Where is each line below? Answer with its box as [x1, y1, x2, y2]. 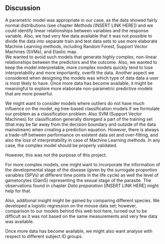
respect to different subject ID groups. [5, 233, 83, 239]
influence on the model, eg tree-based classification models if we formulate [5, 105, 160, 111]
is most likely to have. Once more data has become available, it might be [5, 80, 153, 86]
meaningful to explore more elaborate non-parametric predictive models [5, 85, 153, 91]
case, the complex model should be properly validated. [5, 142, 117, 148]
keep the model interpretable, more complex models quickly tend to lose [5, 64, 153, 70]
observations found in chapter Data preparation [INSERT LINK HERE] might [5, 183, 159, 189]
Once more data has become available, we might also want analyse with [5, 228, 153, 234]
